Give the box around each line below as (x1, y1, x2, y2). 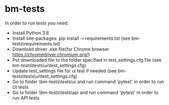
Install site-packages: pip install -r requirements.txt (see (12, 35, 131, 41)
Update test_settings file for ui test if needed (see (12, 67, 117, 74)
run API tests (12, 95, 39, 101)
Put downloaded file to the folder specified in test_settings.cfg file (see (12, 57, 162, 63)
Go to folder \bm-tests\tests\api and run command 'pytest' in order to (12, 89, 159, 95)
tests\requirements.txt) (12, 40, 61, 46)
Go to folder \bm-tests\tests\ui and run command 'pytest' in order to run (12, 78, 164, 85)
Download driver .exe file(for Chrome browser (12, 46, 110, 52)
